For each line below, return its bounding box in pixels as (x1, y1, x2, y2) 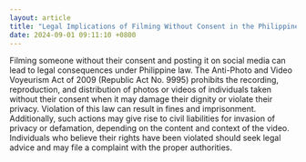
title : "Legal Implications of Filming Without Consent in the (9, 22, 255, 31)
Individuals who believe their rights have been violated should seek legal (9, 133, 281, 144)
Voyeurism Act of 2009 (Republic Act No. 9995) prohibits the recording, (9, 75, 280, 86)
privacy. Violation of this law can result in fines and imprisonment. (9, 104, 257, 115)
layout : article (9, 13, 71, 23)
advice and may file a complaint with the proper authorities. (9, 142, 233, 153)
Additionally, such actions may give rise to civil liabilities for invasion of (9, 113, 276, 124)
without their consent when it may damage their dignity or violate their (9, 94, 273, 105)
